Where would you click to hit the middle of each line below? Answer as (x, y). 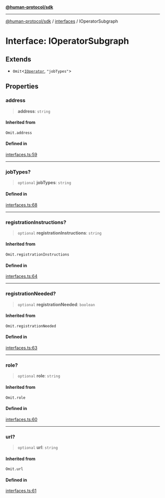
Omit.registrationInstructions (37, 255)
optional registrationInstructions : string (59, 233)
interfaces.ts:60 (22, 419)
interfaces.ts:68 (22, 205)
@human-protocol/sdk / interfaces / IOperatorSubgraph (62, 21)
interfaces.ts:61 (21, 491)
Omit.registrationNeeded (31, 326)
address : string (34, 111)
